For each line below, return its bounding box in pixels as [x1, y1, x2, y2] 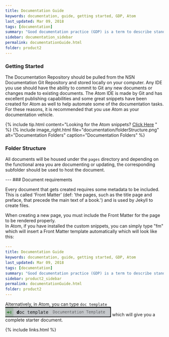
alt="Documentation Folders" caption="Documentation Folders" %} [5, 132, 145, 138]
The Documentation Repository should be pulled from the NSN [5, 74, 135, 80]
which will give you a [112, 312, 155, 318]
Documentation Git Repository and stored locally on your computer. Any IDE [5, 80, 162, 86]
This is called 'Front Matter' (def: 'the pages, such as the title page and [5, 192, 152, 198]
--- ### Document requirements [5, 177, 72, 183]
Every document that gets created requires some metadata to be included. [5, 187, 160, 193]
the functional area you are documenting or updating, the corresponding [5, 161, 155, 167]
